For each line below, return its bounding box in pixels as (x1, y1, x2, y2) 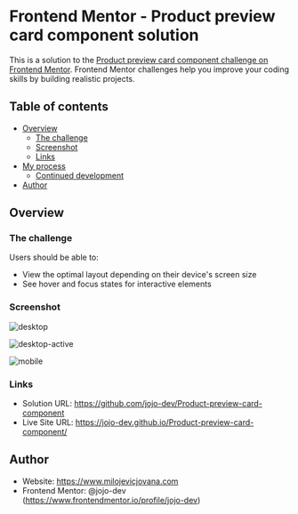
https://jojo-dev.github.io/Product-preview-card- (75, 417, 254, 428)
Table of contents (9, 100, 109, 115)
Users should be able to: (9, 252, 100, 263)
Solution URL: (21, 398, 73, 409)
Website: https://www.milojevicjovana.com (21, 476, 179, 486)
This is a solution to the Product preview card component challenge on (9, 54, 269, 65)
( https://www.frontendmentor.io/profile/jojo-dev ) (21, 494, 201, 505)
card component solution (9, 25, 199, 45)
